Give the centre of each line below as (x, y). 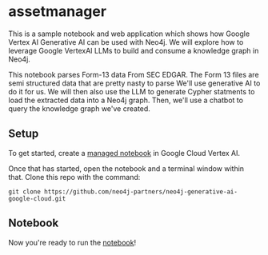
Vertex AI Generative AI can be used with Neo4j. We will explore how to (126, 42)
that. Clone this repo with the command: (74, 177)
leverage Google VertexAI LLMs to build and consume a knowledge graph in (134, 50)
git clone (25, 191)
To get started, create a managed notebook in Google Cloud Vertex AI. (124, 153)
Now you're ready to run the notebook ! (72, 242)
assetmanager (57, 12)
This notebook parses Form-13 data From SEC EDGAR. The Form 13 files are (134, 74)
